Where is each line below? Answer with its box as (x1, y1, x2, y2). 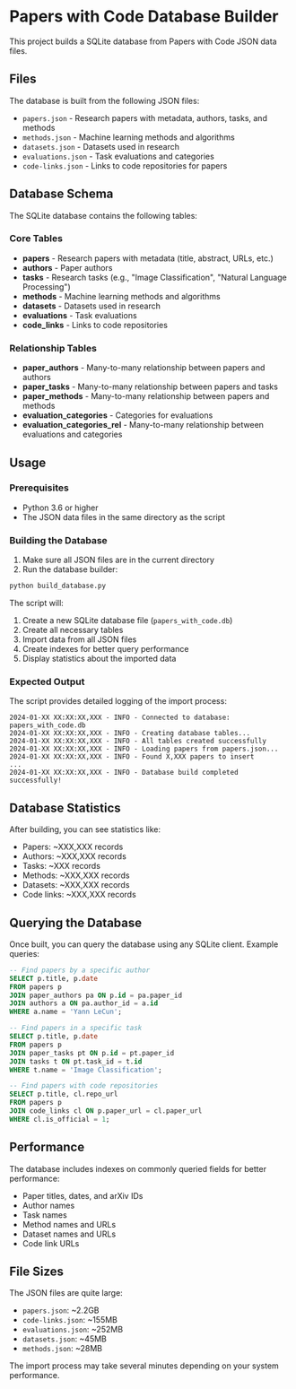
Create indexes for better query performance (22, 644, 189, 655)
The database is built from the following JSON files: (9, 95, 200, 106)
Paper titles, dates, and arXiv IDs (22, 1190, 144, 1201)
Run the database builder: (22, 564, 118, 575)
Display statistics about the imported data (22, 653, 177, 664)
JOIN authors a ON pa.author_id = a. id (9, 999, 159, 1008)
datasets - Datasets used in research (22, 300, 161, 311)
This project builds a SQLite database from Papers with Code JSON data (9, 36, 277, 47)
